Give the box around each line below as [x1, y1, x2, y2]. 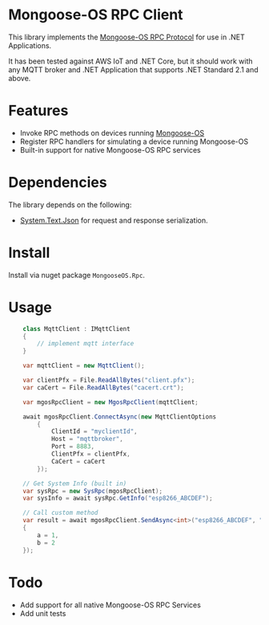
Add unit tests [19, 608, 66, 618]
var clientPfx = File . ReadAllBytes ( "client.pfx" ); [22, 376, 195, 385]
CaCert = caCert [50, 457, 106, 465]
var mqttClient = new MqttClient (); [22, 362, 146, 370]
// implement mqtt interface [37, 340, 134, 348]
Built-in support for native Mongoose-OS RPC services [19, 145, 202, 154]
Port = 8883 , [50, 443, 94, 451]
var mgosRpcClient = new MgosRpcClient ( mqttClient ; [22, 398, 199, 406]
